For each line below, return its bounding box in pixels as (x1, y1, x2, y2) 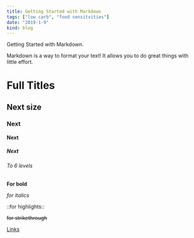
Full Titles (6, 79, 55, 92)
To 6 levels (6, 162, 33, 170)
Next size (6, 102, 42, 112)
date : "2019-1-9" (6, 19, 49, 25)
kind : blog (6, 25, 33, 31)
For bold (6, 180, 28, 187)
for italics (6, 191, 30, 199)
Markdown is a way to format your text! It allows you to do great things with (6, 52, 189, 59)
